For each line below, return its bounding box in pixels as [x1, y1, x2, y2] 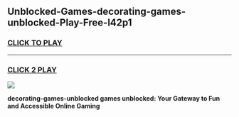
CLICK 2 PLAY [7, 65, 57, 74]
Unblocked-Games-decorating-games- [7, 6, 186, 18]
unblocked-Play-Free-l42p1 [7, 17, 132, 29]
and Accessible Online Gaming [7, 101, 100, 110]
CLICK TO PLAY [7, 38, 63, 48]
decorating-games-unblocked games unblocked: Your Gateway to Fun [7, 94, 221, 102]
